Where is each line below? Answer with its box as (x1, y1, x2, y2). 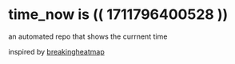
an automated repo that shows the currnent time (8, 32, 168, 41)
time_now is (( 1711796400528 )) (8, 6, 229, 24)
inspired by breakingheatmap (8, 47, 106, 56)
